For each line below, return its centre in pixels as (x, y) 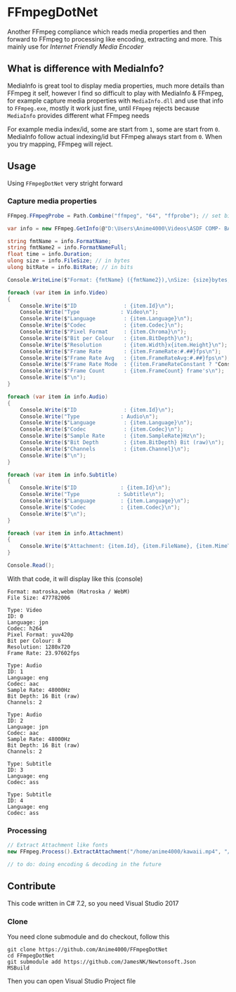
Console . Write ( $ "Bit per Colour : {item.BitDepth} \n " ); (106, 338)
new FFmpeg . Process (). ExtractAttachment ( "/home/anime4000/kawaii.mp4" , (114, 852)
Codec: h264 (25, 628)
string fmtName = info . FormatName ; (59, 241)
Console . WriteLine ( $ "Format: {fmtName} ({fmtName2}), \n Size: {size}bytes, (119, 280)
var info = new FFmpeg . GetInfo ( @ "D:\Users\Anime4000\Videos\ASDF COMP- (114, 228)
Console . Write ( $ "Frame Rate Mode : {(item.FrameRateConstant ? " (119, 365)
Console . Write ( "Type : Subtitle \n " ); (92, 495)
